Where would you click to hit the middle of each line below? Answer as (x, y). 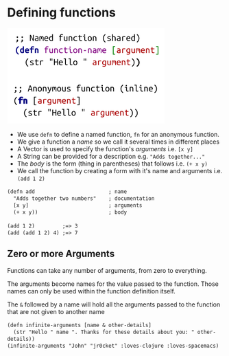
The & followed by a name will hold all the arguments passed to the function (114, 304)
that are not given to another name (56, 311)
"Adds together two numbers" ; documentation (84, 198)
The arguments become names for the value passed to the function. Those (113, 284)
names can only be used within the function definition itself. (92, 291)
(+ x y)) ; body (70, 212)
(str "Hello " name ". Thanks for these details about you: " (104, 332)
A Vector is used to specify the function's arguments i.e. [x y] (105, 148)
